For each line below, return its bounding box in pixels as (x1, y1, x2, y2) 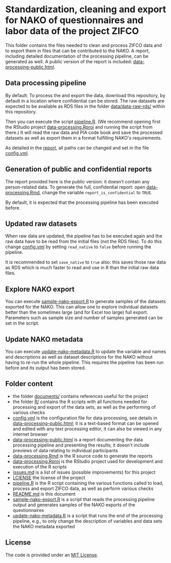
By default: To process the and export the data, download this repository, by (5, 92, 166, 98)
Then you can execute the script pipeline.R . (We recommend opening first (5, 119, 161, 125)
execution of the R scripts (12, 463, 67, 470)
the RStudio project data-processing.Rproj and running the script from (5, 124, 153, 130)
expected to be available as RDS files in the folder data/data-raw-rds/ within (5, 103, 165, 109)
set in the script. (5, 320, 39, 326)
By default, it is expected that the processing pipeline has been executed (5, 199, 159, 205)
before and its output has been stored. (5, 365, 86, 371)
